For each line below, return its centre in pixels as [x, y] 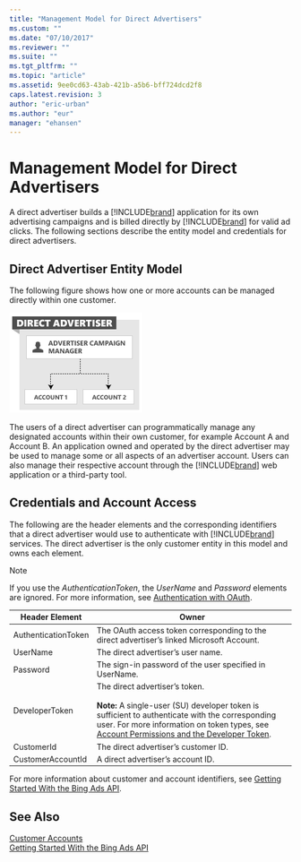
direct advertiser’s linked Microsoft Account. [178, 640]
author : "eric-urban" [50, 104]
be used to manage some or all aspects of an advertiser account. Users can [149, 456]
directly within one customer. [63, 300]
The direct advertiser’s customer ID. [163, 746]
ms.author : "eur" [42, 113]
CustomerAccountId [50, 759]
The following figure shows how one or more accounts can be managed [142, 290]
